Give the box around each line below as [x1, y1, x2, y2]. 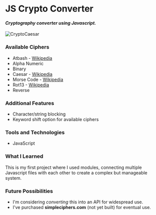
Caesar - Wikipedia [12, 71, 53, 77]
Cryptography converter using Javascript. [5, 20, 97, 26]
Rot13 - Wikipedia [12, 81, 49, 88]
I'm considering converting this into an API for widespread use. [12, 199, 143, 205]
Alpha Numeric [12, 60, 44, 66]
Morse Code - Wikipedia [12, 76, 64, 82]
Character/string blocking [12, 111, 66, 117]
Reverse [12, 87, 30, 93]
